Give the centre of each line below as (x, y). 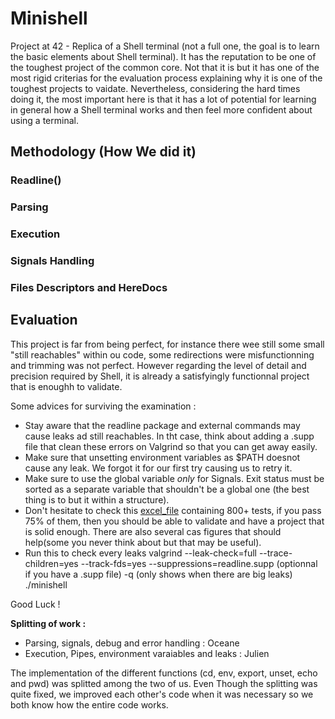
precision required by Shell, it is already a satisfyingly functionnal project (160, 376)
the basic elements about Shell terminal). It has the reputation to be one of (163, 56)
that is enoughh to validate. (66, 386)
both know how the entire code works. (89, 704)
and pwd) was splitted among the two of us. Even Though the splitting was (164, 683)
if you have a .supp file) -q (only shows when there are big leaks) (158, 574)
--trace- (275, 553)
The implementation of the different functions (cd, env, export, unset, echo (164, 673)
